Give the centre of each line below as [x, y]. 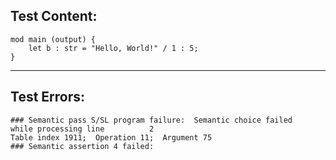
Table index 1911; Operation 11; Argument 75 [111, 137]
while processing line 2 [82, 129]
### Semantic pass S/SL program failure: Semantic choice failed [151, 120]
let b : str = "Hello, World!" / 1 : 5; [113, 48]
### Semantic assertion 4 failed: [82, 146]
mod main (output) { [53, 39]
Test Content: [54, 16]
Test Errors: [48, 97]
